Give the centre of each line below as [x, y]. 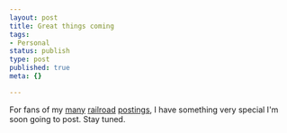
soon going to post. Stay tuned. [67, 119]
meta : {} [26, 76]
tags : [19, 34]
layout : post [34, 18]
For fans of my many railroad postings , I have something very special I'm [144, 110]
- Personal [30, 43]
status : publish [40, 51]
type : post [30, 59]
